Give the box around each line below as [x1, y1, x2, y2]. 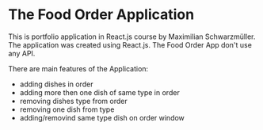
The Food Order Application [8, 6, 195, 24]
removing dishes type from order [19, 96, 128, 105]
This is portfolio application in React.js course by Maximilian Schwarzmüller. [8, 32, 256, 41]
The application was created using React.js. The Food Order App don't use [8, 40, 252, 49]
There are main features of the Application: [8, 63, 149, 73]
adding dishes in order [19, 79, 93, 89]
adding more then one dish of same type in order [19, 87, 180, 97]
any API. [8, 48, 36, 58]
